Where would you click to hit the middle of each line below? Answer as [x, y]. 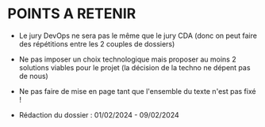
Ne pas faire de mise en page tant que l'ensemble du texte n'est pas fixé [137, 91]
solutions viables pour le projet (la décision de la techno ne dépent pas [134, 67]
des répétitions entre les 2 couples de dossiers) [97, 43]
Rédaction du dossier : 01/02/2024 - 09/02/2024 [99, 114]
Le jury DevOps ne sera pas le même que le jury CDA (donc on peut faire [138, 35]
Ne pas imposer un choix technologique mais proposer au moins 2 [127, 59]
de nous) [33, 76]
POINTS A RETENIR [72, 14]
